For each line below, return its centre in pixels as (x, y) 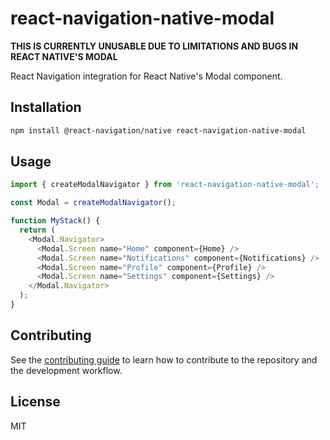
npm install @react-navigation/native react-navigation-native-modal (158, 130)
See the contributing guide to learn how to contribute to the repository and (164, 359)
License (35, 402)
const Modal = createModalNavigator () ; (93, 203)
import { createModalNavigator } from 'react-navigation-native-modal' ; (165, 185)
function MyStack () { (55, 221)
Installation (46, 107)
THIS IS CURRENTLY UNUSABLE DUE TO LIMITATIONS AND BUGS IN (154, 46)
